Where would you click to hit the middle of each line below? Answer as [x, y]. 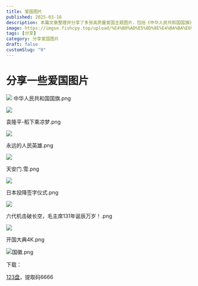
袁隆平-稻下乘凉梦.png [33, 122]
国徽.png [23, 252]
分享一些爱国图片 [48, 81]
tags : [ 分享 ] [21, 34]
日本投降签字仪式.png [32, 192]
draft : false [22, 45]
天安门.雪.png [23, 169]
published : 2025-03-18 [34, 17]
